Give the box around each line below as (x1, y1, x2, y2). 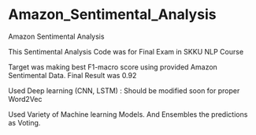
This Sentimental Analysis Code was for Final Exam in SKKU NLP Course (8, 47, 244, 56)
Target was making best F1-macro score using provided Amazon (8, 62, 218, 72)
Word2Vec (8, 94, 43, 103)
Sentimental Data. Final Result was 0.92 (8, 70, 137, 80)
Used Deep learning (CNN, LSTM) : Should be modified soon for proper (8, 85, 240, 96)
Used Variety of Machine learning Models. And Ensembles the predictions (8, 109, 248, 119)
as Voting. (8, 118, 41, 127)
